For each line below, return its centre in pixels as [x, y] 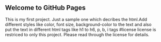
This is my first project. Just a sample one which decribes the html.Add [76, 19]
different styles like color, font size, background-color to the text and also [78, 24]
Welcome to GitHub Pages [45, 8]
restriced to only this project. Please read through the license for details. [77, 34]
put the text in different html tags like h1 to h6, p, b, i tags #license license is [80, 29]
